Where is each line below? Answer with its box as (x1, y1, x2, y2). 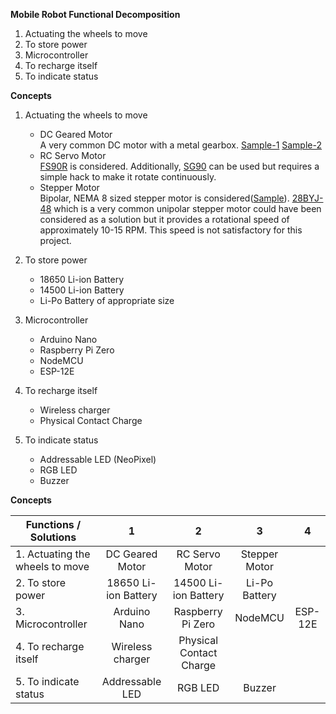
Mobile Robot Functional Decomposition (10, 9, 181, 20)
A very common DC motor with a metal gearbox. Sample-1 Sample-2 (39, 139, 323, 151)
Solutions (29, 530, 77, 544)
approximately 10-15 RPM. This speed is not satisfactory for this (39, 224, 303, 236)
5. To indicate (15, 675, 80, 688)
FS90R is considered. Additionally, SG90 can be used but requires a (39, 160, 320, 172)
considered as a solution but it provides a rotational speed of (39, 214, 290, 225)
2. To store (15, 576, 67, 589)
